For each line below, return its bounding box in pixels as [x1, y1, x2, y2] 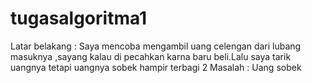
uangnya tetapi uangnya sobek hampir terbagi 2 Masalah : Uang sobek [10, 61, 302, 73]
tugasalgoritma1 [10, 7, 148, 30]
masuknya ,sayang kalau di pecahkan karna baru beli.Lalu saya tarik [10, 50, 292, 62]
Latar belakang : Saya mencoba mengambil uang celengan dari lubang [10, 40, 302, 52]
